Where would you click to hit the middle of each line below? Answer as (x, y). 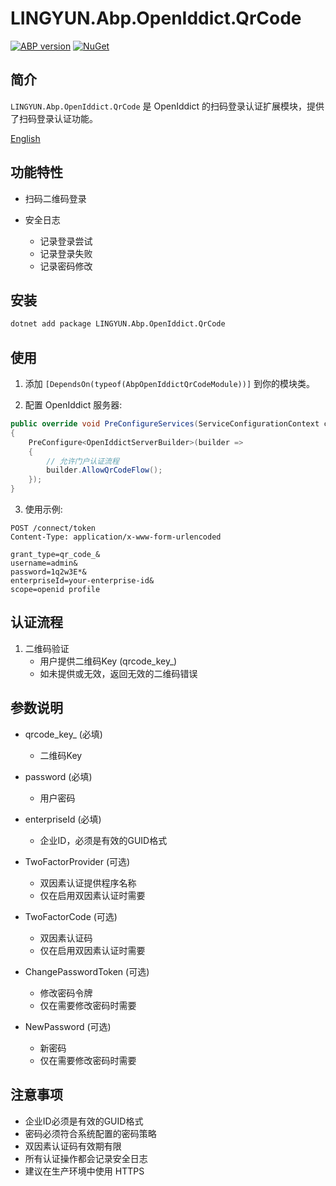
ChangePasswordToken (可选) (87, 971)
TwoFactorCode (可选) (71, 916)
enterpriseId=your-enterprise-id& (82, 581)
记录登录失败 (66, 253)
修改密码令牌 (66, 993)
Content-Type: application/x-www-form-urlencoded (116, 537)
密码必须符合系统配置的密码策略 (90, 1133)
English (25, 138)
